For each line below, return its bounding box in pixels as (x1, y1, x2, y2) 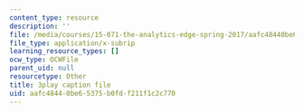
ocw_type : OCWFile (9, 55, 79, 64)
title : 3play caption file (9, 80, 111, 89)
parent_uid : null (9, 64, 75, 73)
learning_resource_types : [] (9, 47, 119, 56)
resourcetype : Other (9, 72, 88, 81)
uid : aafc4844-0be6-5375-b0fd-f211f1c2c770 (9, 89, 176, 98)
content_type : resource (9, 13, 100, 23)
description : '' (9, 22, 71, 31)
